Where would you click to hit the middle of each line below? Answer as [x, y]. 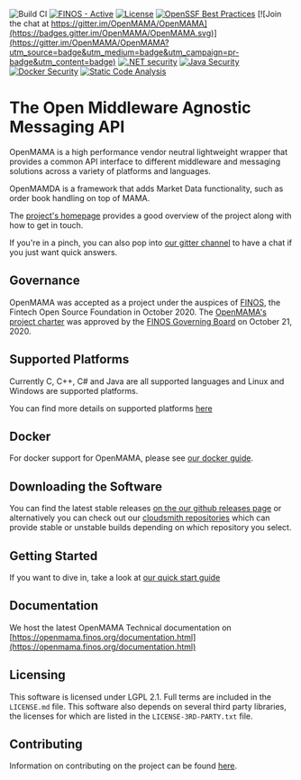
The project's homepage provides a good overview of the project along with [150, 216]
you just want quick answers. [64, 252]
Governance [45, 281]
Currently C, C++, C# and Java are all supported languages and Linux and [147, 381]
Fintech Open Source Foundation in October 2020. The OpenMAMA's [138, 312]
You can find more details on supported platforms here [111, 408]
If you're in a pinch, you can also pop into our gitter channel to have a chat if [151, 243]
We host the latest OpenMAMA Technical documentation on [120, 628]
